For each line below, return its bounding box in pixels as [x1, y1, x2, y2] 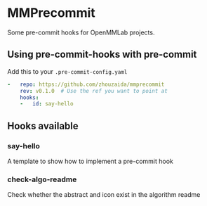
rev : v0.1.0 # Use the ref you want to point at [20, 87, 168, 94]
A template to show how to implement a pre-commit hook [7, 157, 173, 165]
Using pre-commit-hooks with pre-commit [7, 49, 197, 60]
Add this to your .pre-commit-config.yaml [7, 67, 128, 75]
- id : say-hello [20, 101, 74, 108]
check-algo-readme [7, 174, 77, 184]
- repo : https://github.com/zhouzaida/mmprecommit [7, 81, 165, 88]
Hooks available [7, 120, 79, 131]
